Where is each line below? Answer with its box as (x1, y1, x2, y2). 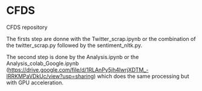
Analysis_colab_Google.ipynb (6, 60, 79, 67)
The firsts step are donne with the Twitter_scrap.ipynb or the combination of (6, 35, 196, 42)
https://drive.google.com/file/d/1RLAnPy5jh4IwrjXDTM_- (8, 66, 149, 73)
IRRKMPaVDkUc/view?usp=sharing (6, 72, 94, 80)
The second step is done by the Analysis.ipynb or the (6, 53, 139, 60)
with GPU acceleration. (6, 79, 64, 86)
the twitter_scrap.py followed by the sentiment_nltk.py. (6, 42, 143, 49)
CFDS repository (6, 24, 48, 31)
